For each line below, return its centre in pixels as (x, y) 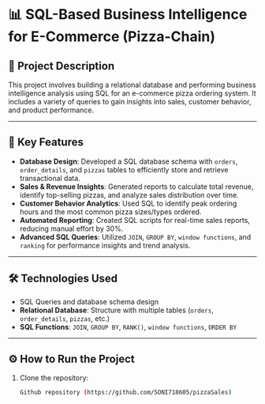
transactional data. (50, 178)
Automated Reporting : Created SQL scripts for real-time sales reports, (135, 220)
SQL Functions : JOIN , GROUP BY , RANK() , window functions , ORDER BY (128, 327)
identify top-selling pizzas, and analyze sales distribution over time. (129, 194)
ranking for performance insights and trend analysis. (105, 245)
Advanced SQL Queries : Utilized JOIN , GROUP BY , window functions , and (135, 236)
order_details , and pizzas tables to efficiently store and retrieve (124, 169)
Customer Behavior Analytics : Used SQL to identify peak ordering (128, 203)
